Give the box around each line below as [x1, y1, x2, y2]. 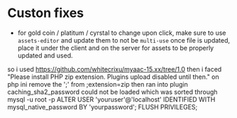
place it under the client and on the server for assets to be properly [17, 43, 214, 52]
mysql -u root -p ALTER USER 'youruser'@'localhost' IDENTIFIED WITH [7, 95, 216, 104]
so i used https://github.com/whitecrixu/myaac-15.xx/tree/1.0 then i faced [7, 65, 222, 73]
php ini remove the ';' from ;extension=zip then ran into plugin [7, 80, 188, 88]
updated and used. [17, 51, 73, 60]
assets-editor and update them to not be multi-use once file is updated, [17, 36, 231, 44]
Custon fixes [7, 5, 84, 21]
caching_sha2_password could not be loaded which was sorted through [7, 87, 218, 96]
